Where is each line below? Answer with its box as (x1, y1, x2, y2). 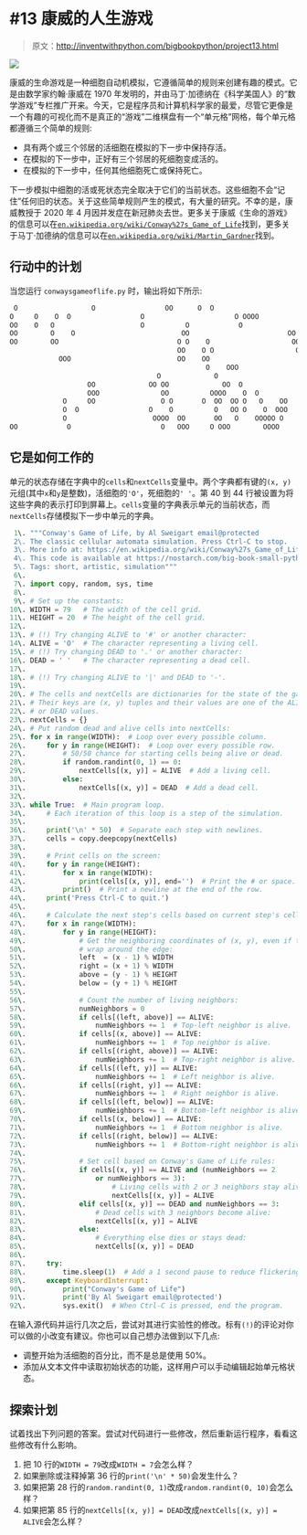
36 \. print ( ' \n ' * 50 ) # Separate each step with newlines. (9, 826, 263, 835)
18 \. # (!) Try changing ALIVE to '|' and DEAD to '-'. (9, 672, 227, 682)
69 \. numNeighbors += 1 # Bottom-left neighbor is (9, 1106, 276, 1116)
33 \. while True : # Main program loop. (9, 800, 166, 810)
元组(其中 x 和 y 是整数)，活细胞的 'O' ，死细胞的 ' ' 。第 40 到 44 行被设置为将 (9, 487, 294, 498)
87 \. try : (9, 1258, 64, 1268)
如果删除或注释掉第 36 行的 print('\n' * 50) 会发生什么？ (22, 1470, 239, 1481)
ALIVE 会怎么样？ (22, 1516, 84, 1527)
